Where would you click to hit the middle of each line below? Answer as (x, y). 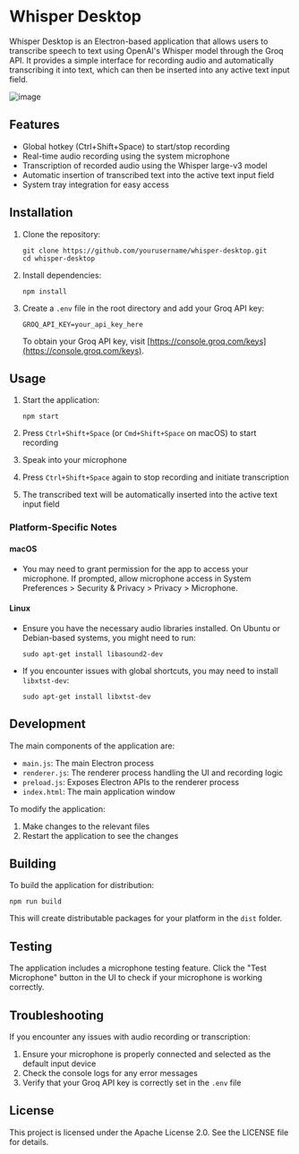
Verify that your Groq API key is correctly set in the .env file (132, 1082)
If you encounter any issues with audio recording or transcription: (130, 1037)
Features (34, 125)
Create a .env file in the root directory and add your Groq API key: (143, 308)
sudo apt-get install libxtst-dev (86, 697)
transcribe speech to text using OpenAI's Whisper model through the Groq (146, 50)
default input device (59, 1064)
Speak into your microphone (74, 460)
